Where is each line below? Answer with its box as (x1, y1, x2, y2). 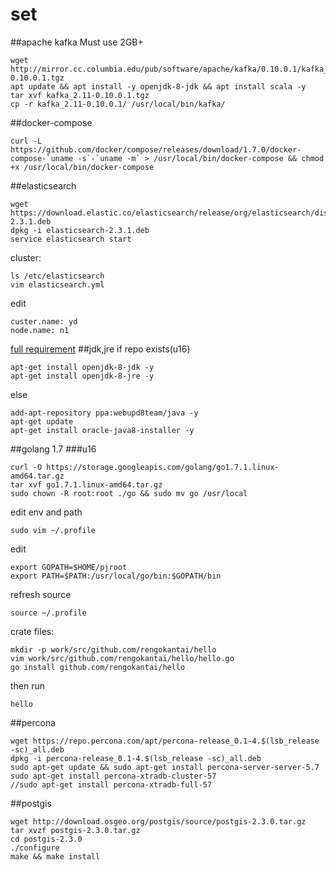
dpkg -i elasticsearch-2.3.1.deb (10, 225, 150, 235)
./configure (10, 843, 60, 853)
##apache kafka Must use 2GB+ (10, 36, 144, 48)
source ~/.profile (10, 608, 87, 618)
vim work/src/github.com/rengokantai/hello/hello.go (10, 653, 235, 663)
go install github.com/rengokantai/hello (10, 662, 186, 672)
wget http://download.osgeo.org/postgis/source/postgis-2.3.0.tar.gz (10, 816, 307, 827)
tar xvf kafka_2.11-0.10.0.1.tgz (10, 90, 150, 100)
